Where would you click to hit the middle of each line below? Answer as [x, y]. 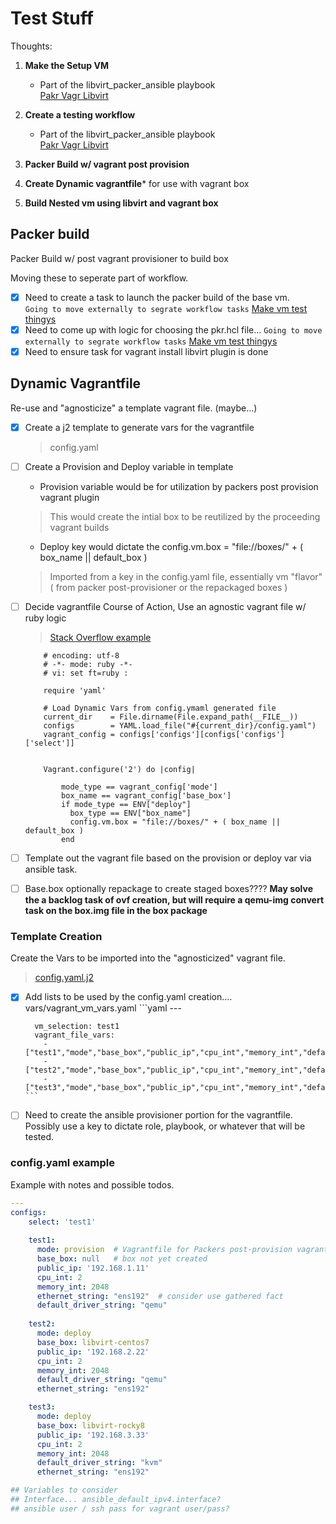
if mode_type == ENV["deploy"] [126, 804]
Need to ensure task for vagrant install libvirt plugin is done [146, 351]
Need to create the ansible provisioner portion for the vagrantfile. [158, 1115]
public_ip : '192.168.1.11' [93, 1268]
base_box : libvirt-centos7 [93, 1342]
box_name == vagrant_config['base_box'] [146, 795]
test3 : [42, 1407]
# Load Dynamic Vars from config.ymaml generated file [160, 708]
